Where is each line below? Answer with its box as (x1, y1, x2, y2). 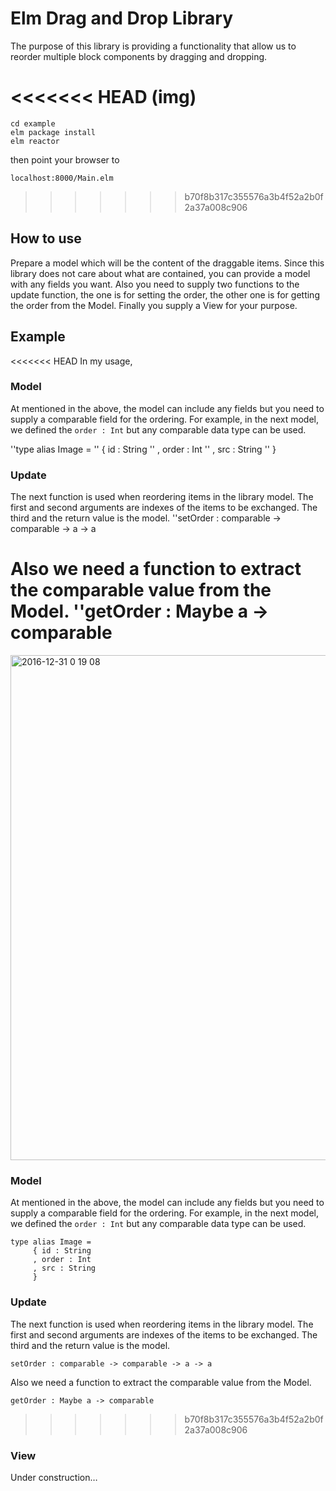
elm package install (10, 127, 97, 137)
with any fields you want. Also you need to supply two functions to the (10, 278, 300, 290)
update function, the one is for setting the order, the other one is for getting (10, 288, 320, 301)
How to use (10, 230, 82, 247)
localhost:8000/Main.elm (10, 173, 114, 183)
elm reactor (10, 136, 60, 146)
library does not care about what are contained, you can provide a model (10, 267, 311, 279)
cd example (10, 118, 56, 129)
